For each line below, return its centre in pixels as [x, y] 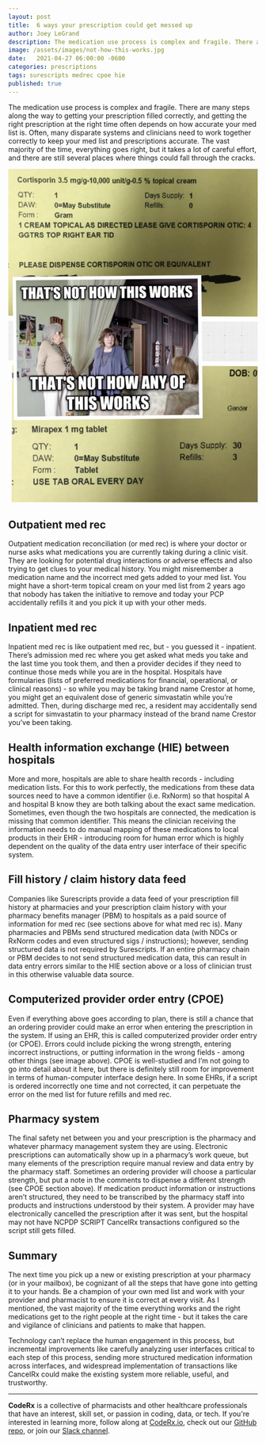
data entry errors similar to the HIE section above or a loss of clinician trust [130, 966]
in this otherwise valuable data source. [71, 974]
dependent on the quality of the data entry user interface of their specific [127, 846]
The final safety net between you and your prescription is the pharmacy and [132, 1138]
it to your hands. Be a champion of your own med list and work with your [127, 1292]
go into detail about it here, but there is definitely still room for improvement [131, 1069]
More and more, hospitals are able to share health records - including [122, 779]
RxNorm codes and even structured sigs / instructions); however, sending [128, 941]
